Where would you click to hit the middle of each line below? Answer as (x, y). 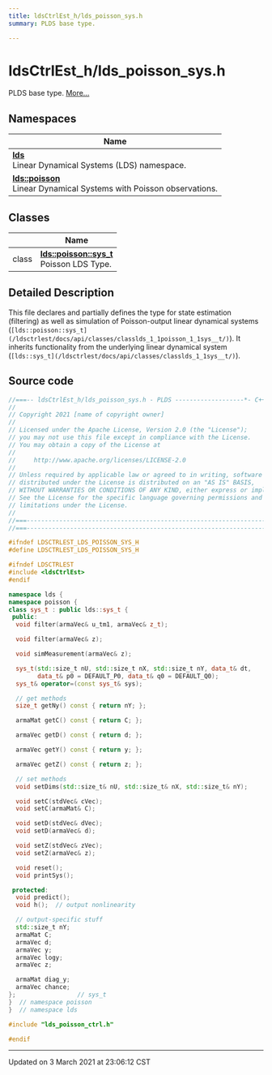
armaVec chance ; (43, 987)
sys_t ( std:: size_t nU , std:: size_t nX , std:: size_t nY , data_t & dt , (134, 669)
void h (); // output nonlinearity (76, 905)
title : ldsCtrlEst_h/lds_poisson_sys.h (76, 16)
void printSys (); (45, 875)
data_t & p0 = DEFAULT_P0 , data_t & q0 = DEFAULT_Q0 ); (128, 676)
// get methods (41, 699)
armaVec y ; (34, 950)
